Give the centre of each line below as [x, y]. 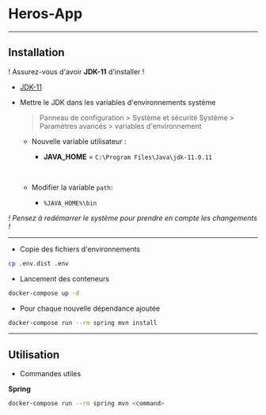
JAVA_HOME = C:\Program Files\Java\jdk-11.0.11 [127, 157]
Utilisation [34, 355]
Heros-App [46, 14]
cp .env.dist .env [38, 263]
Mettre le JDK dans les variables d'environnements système [118, 102]
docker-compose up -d [44, 293]
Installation [36, 53]
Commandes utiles [50, 374]
